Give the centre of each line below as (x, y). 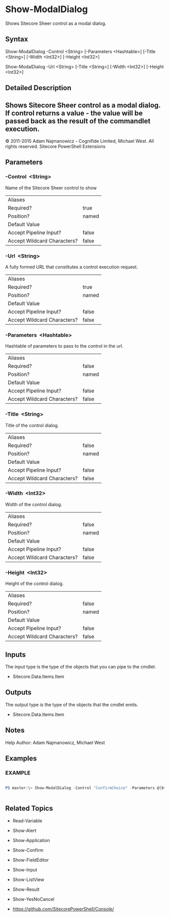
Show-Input (25, 869)
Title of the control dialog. (32, 425)
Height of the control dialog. (35, 583)
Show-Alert (24, 830)
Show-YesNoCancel (33, 899)
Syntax (17, 39)
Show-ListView (28, 880)
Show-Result (26, 889)
